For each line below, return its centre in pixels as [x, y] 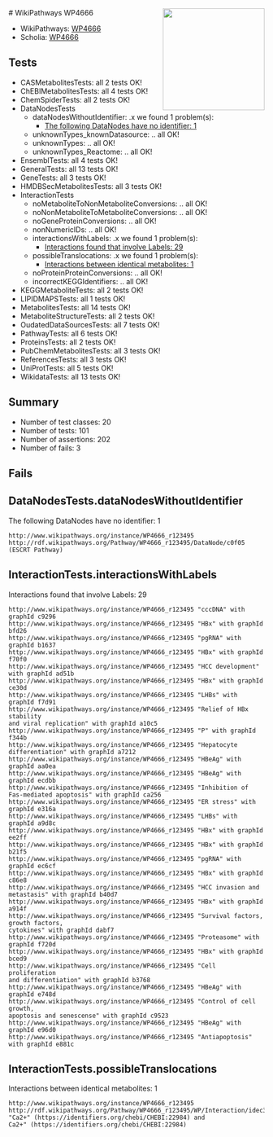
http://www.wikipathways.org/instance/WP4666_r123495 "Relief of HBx [129, 709]
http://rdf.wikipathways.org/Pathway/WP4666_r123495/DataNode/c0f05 [127, 542]
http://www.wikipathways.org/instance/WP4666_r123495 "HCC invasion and [134, 887]
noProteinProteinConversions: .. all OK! [97, 273]
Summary [34, 402]
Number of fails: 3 [50, 448]
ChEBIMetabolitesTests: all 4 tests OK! [84, 91]
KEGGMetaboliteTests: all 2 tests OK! [82, 290]
